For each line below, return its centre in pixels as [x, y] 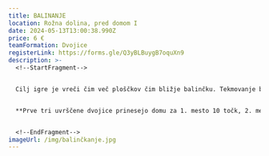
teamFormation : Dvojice [48, 46]
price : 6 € [26, 38]
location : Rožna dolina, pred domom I [73, 23]
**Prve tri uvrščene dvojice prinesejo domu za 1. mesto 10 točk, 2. [134, 110]
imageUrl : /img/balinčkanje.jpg [62, 140]
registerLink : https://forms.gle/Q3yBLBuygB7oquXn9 [96, 53]
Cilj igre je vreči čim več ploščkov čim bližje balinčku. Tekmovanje [136, 89]
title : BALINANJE [37, 16]
